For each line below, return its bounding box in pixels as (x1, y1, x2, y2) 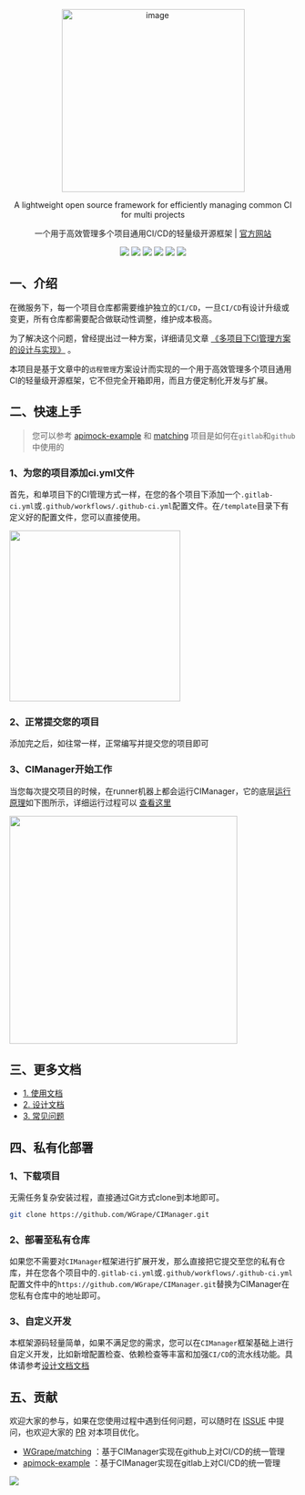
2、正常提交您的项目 (9, 716, 100, 728)
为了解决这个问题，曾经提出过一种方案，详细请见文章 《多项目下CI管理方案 (9, 333, 291, 344)
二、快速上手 (9, 404, 82, 419)
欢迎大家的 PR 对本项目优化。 (33, 1427, 144, 1438)
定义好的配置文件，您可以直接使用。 (9, 511, 146, 522)
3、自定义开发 (9, 1315, 72, 1328)
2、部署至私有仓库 (9, 1233, 91, 1246)
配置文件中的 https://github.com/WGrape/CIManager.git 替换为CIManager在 (9, 1279, 290, 1290)
